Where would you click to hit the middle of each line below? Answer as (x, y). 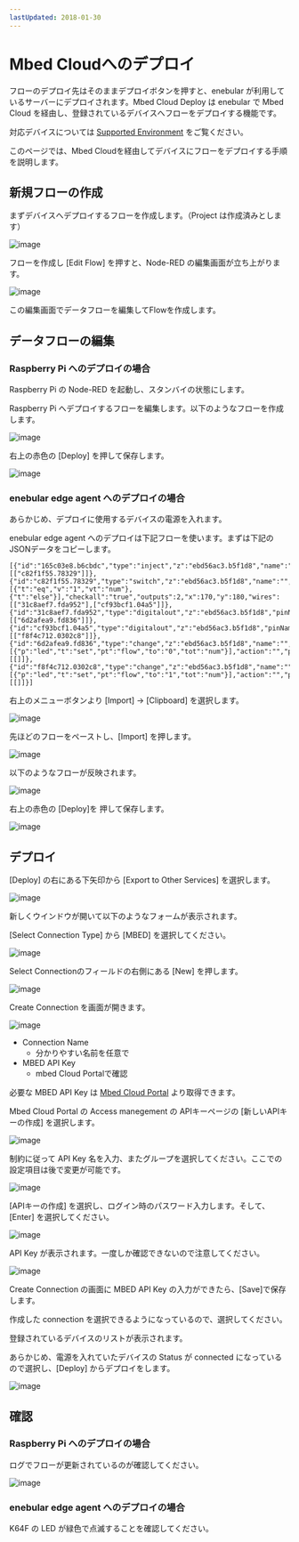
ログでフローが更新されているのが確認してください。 (106, 1465)
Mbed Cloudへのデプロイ (102, 64)
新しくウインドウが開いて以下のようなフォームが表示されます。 (125, 916)
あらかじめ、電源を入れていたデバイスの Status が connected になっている (146, 1357)
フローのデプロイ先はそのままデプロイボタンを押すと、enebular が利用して (147, 91)
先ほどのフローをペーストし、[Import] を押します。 (103, 737)
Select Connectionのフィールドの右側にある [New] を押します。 (126, 972)
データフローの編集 (62, 340)
